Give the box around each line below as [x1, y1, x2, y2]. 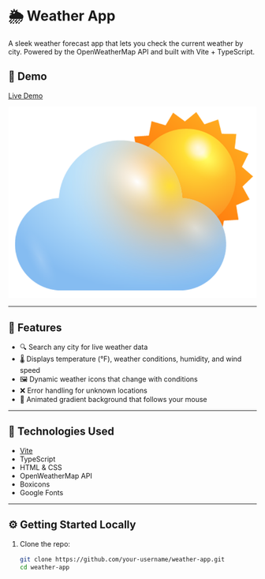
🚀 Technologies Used [8, 425, 114, 438]
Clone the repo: [19, 539, 71, 548]
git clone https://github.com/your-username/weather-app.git [19, 555, 226, 563]
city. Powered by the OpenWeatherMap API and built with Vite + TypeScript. [8, 47, 255, 56]
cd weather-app [19, 563, 70, 572]
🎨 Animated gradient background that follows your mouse [19, 394, 207, 404]
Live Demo [8, 91, 43, 100]
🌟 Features [8, 321, 62, 334]
